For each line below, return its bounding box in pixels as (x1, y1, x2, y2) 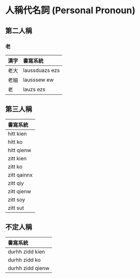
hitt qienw (8, 147, 31, 154)
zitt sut (8, 204, 24, 211)
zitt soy (8, 196, 25, 203)
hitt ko (8, 138, 23, 145)
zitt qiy (8, 180, 24, 187)
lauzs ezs (23, 86, 46, 93)
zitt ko (8, 163, 23, 170)
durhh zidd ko (8, 256, 41, 263)
